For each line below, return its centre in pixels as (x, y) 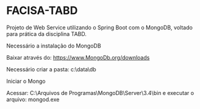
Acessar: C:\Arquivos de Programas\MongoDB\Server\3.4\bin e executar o (100, 93)
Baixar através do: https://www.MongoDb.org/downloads (78, 57)
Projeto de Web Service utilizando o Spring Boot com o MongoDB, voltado (100, 27)
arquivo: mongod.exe (33, 99)
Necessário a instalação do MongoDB (54, 46)
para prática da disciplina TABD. (46, 33)
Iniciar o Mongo (26, 81)
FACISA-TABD (42, 11)
